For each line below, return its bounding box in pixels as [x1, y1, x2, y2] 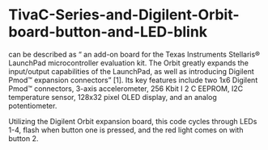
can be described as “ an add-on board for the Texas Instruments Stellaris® [8, 49, 261, 59]
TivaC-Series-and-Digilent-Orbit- [8, 6, 240, 24]
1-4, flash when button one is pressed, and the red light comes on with [8, 125, 244, 135]
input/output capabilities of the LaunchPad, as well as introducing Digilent [8, 66, 254, 76]
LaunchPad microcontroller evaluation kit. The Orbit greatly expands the [8, 58, 249, 68]
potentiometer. [8, 101, 57, 110]
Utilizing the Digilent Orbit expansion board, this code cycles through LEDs [8, 116, 257, 126]
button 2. [8, 133, 39, 143]
